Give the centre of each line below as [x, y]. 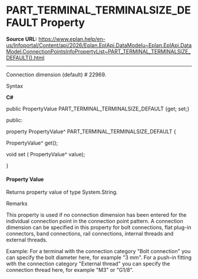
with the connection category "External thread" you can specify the [88, 264]
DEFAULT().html [25, 58]
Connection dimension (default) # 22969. [56, 75]
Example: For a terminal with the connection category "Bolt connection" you [98, 251]
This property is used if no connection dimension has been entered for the [96, 215]
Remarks [17, 204]
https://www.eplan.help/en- [72, 39]
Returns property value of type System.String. [62, 192]
